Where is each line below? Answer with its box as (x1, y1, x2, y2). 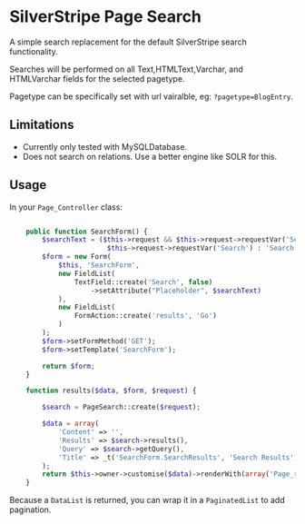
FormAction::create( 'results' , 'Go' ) (74, 311, 218, 321)
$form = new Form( (42, 252, 112, 262)
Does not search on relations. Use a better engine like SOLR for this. (22, 151, 278, 162)
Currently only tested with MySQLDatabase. (22, 141, 188, 152)
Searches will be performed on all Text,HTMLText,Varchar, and (9, 64, 243, 74)
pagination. (9, 504, 52, 515)
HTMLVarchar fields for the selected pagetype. (9, 73, 185, 84)
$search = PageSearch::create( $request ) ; (42, 402, 202, 412)
